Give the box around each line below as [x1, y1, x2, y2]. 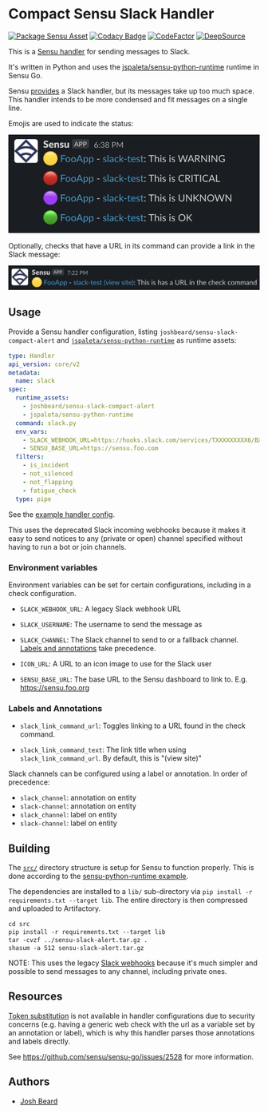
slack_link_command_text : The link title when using [19, 745, 187, 755]
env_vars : [15, 427, 48, 435]
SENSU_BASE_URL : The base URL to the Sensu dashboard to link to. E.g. [19, 674, 248, 684]
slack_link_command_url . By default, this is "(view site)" [19, 753, 202, 763]
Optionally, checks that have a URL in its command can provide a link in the [8, 241, 255, 251]
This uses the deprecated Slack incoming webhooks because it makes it [8, 525, 246, 535]
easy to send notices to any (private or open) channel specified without [8, 533, 243, 543]
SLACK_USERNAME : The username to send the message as [19, 619, 203, 629]
